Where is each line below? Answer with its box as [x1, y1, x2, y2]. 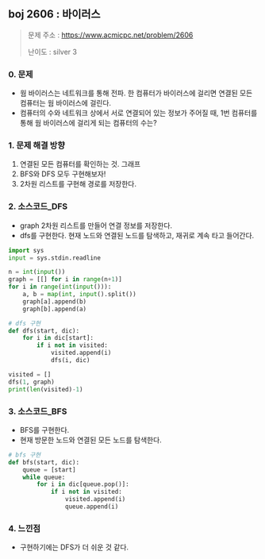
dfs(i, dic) [50, 357, 90, 364]
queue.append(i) [64, 503, 119, 511]
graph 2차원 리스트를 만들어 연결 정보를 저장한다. [19, 221, 173, 230]
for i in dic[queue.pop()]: [36, 480, 129, 488]
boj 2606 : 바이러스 [8, 7, 101, 21]
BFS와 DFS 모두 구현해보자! [19, 169, 106, 179]
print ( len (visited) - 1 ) [8, 385, 83, 393]
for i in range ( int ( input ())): [8, 283, 112, 291]
